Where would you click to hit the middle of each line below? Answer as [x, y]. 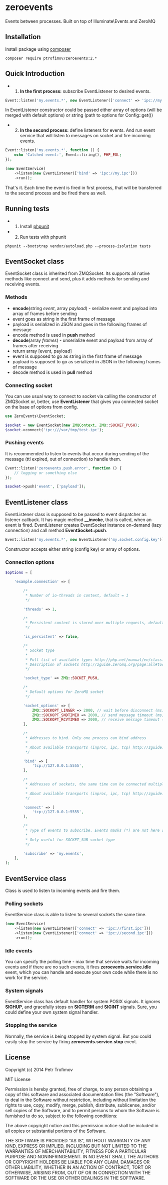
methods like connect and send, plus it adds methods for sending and [77, 279]
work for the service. [27, 978]
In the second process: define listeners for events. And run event [87, 130]
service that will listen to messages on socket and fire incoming [85, 136]
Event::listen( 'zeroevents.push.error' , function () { [63, 468]
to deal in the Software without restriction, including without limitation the [80, 1100]
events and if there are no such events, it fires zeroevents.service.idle [78, 967]
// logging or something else [46, 473]
